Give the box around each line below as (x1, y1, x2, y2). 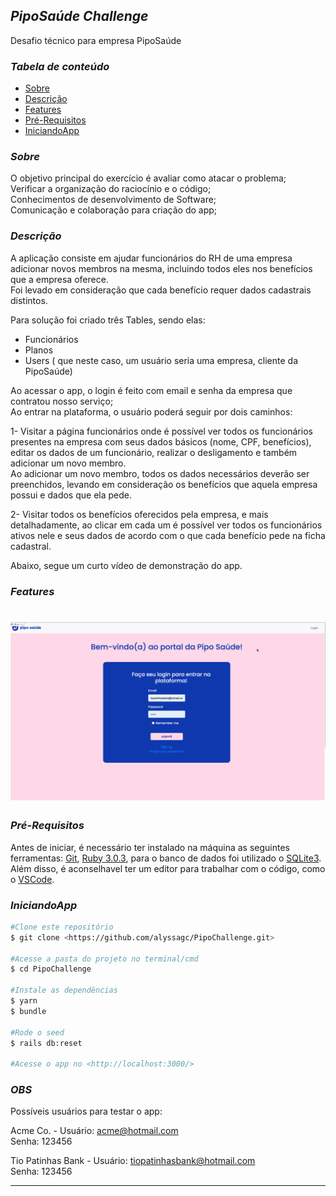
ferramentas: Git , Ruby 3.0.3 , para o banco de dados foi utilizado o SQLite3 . (10, 852, 322, 864)
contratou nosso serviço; (10, 395, 114, 407)
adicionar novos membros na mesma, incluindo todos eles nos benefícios (10, 262, 313, 274)
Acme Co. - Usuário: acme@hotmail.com (10, 1125, 179, 1137)
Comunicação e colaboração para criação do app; (10, 204, 218, 216)
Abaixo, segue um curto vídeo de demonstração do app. (10, 559, 243, 571)
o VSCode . (10, 873, 55, 885)
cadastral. (10, 540, 52, 552)
